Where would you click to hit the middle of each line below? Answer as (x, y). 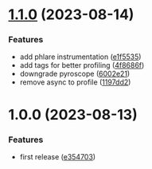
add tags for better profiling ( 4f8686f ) (82, 65)
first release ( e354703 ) (58, 156)
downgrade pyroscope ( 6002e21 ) (75, 74)
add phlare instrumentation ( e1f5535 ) (80, 57)
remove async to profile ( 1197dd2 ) (75, 82)
